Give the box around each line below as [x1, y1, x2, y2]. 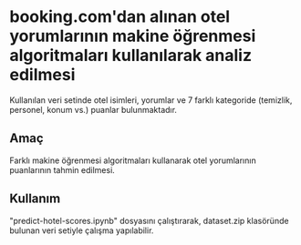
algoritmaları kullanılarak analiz [9, 46, 253, 66]
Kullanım [9, 191, 61, 207]
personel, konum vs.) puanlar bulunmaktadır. [9, 104, 178, 115]
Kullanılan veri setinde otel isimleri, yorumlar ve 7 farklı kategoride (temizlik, [9, 94, 293, 106]
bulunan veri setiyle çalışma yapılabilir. [9, 225, 154, 236]
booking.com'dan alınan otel [9, 6, 231, 27]
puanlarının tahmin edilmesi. [9, 164, 116, 175]
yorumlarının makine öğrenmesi [9, 26, 256, 46]
